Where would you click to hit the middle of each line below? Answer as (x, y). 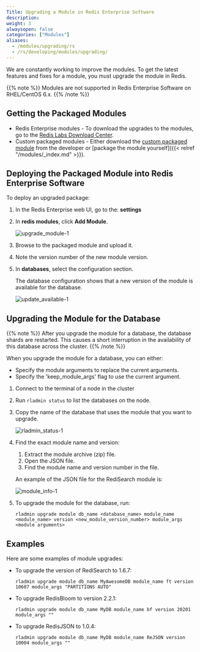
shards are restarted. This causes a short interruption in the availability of (99, 340)
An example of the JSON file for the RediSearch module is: (89, 479)
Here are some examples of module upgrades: (65, 559)
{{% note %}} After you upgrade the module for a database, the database (99, 333)
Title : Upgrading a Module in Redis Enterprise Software (80, 12)
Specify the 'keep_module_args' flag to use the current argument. (98, 377)
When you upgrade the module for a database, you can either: (85, 358)
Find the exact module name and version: (67, 442)
